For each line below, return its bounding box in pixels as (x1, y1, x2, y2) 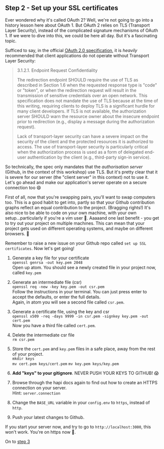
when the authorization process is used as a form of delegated (17, 149, 144, 155)
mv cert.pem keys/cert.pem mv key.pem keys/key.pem (12, 361, 119, 366)
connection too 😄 (5, 184, 42, 191)
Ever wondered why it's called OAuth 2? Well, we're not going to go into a (5, 17, 153, 23)
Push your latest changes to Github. (12, 414, 85, 420)
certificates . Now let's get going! (5, 245, 75, 251)
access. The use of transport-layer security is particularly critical (17, 143, 148, 149)
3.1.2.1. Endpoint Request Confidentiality (17, 67, 98, 73)
